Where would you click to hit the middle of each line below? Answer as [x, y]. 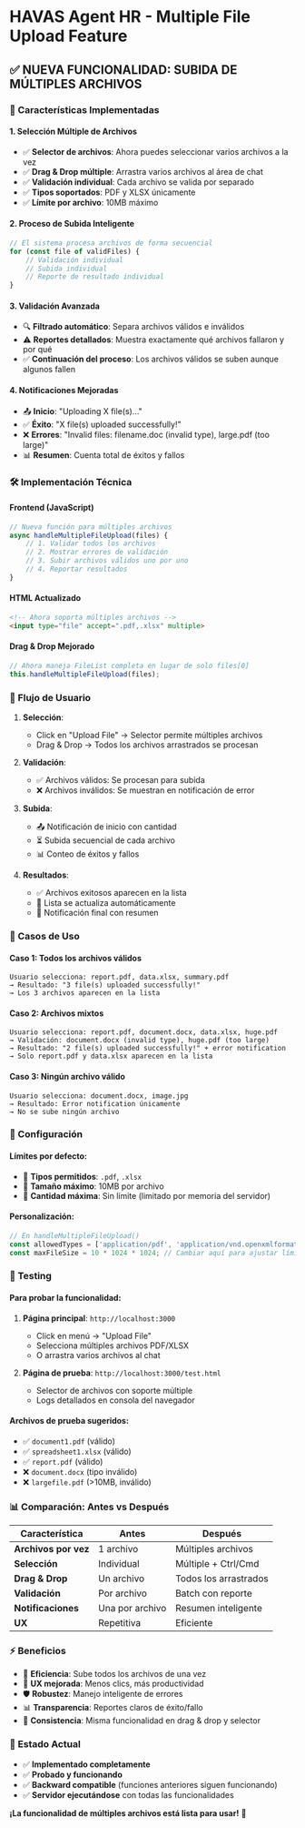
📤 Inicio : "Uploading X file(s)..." [82, 411]
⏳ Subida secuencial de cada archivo [105, 840]
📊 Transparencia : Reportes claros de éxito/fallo [113, 1708]
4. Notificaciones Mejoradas [64, 390]
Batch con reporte [214, 1593]
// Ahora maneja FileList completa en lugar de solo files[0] [129, 665]
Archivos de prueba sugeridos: [69, 1421]
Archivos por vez [52, 1549]
